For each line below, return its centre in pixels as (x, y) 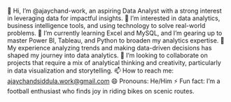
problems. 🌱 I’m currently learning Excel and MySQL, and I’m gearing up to (115, 33)
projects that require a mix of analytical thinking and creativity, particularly (114, 63)
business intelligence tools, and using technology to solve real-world (106, 25)
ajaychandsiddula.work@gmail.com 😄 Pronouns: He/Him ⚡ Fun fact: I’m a (114, 81)
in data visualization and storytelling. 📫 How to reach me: (90, 71)
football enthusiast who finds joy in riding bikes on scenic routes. (101, 91)
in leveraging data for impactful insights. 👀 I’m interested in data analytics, (114, 18)
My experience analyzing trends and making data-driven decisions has (110, 48)
